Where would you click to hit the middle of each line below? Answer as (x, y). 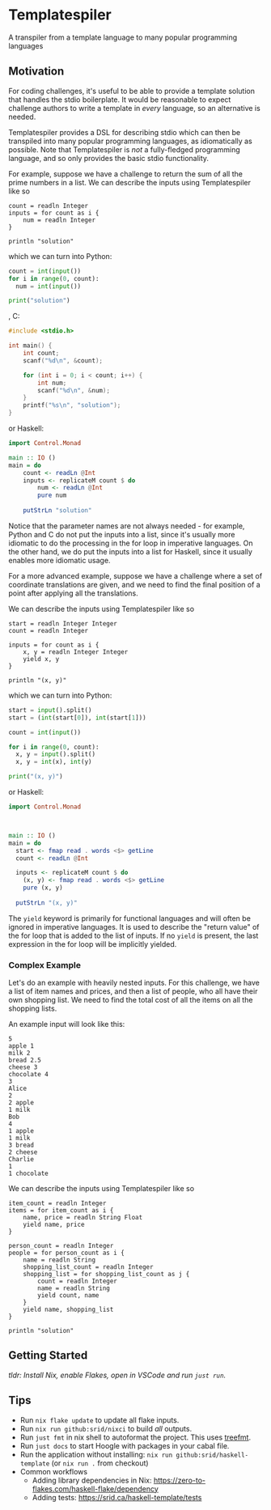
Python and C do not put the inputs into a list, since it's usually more (122, 534)
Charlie (21, 1160)
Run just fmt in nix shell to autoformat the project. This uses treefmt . (135, 1437)
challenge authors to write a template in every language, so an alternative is (134, 108)
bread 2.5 (25, 1060)
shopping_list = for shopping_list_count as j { (106, 1275)
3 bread (21, 1145)
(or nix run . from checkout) (100, 1463)
